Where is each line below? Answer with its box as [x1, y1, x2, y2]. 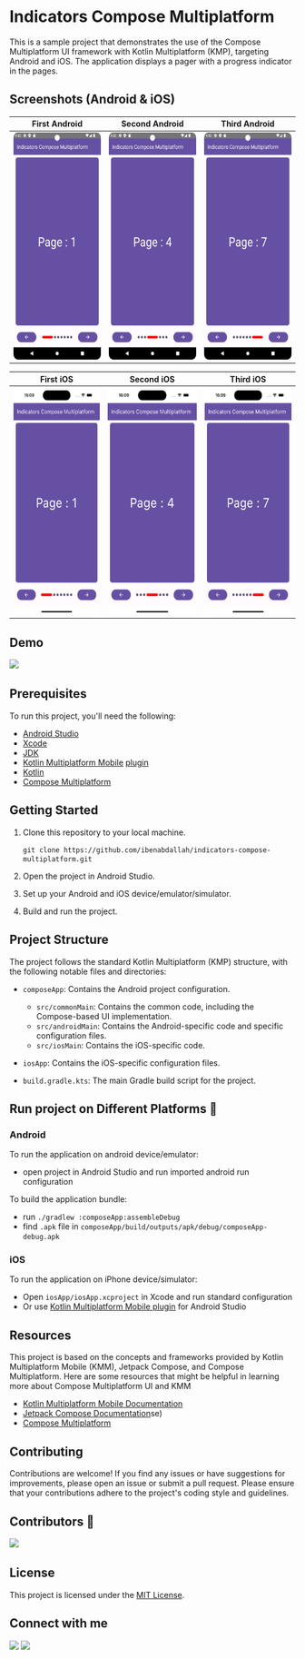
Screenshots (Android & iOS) [9, 92, 175, 107]
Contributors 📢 [9, 1514, 95, 1529]
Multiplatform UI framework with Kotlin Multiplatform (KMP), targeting [9, 45, 270, 56]
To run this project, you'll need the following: [9, 710, 176, 721]
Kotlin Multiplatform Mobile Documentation [22, 1398, 183, 1409]
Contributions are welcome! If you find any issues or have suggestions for [9, 1468, 286, 1479]
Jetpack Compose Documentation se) [22, 1408, 163, 1419]
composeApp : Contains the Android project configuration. [22, 983, 231, 994]
